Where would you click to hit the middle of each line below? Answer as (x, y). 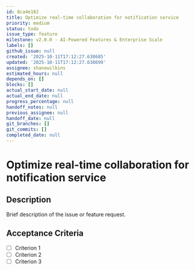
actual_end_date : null (35, 96)
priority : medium (28, 23)
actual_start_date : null (37, 90)
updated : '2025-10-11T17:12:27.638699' (56, 62)
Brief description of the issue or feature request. (66, 214)
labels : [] (20, 46)
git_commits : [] (26, 130)
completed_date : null (33, 135)
